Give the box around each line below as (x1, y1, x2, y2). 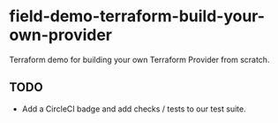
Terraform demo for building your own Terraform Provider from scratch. (9, 54, 270, 65)
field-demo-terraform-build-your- (9, 6, 266, 27)
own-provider (9, 25, 113, 45)
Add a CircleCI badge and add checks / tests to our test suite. (21, 104, 246, 114)
